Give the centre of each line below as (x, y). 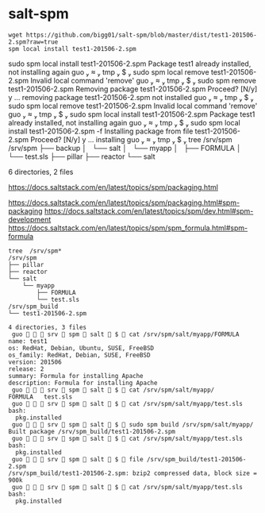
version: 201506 (35, 362)
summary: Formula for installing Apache (76, 376)
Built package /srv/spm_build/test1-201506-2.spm (92, 431)
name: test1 (28, 341)
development (30, 219)
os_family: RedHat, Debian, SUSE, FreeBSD (79, 355)
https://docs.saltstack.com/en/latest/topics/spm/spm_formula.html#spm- (128, 228)
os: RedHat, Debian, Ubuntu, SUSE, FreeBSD (81, 348)
